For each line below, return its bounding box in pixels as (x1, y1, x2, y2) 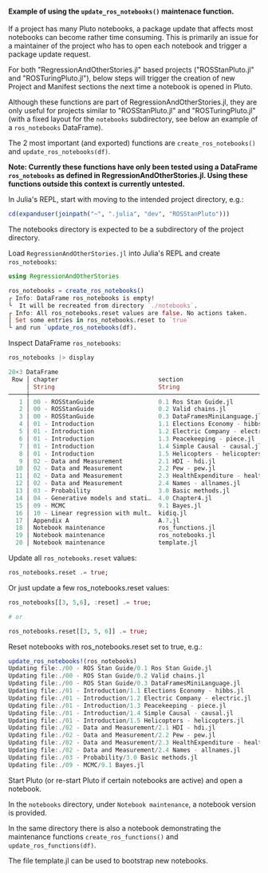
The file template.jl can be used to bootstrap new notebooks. (8, 855, 209, 865)
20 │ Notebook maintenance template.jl (15, 539, 198, 547)
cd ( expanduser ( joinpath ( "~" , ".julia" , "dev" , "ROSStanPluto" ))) (8, 210, 230, 219)
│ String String (26, 383, 180, 391)
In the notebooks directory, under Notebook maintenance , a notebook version (8, 799, 257, 809)
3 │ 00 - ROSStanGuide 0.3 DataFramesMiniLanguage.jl (18, 413, 262, 421)
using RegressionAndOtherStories (8, 272, 120, 281)
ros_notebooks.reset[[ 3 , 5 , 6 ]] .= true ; (8, 627, 148, 635)
